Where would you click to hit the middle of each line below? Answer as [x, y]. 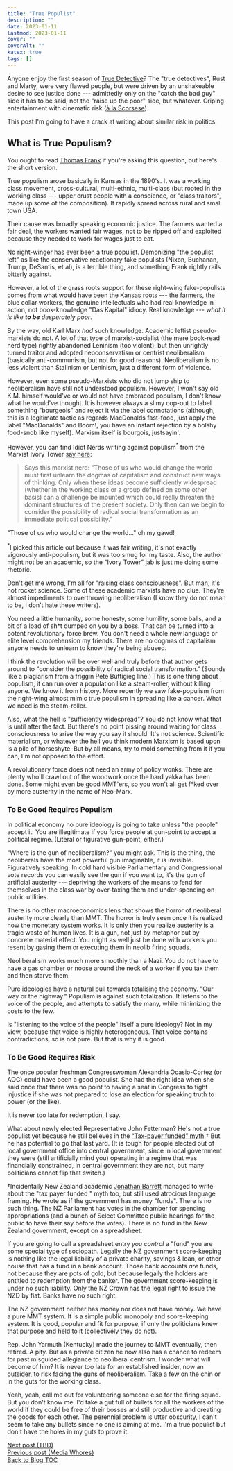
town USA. [23, 210]
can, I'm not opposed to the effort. [56, 756]
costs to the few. [31, 1011]
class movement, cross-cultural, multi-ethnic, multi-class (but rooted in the [114, 188]
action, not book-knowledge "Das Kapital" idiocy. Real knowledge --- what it [116, 309]
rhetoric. [19, 569]
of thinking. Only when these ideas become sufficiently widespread [120, 482]
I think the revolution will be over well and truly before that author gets [107, 661]
